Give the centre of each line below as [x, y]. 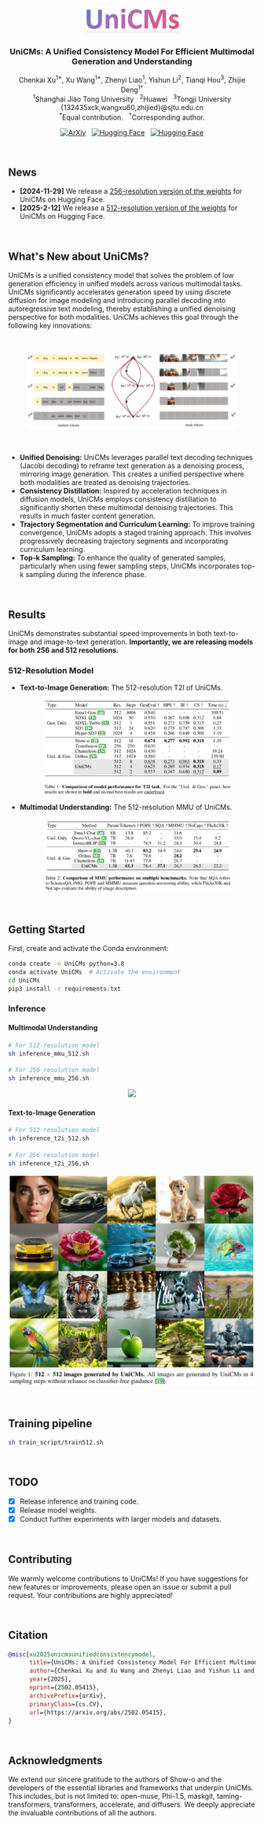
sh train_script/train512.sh [56, 1443]
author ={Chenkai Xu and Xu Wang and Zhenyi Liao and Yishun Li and [142, 1671]
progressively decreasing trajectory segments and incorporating [124, 541]
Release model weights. [58, 1510]
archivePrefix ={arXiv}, [68, 1696]
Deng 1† [132, 89]
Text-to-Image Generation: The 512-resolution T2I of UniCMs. [121, 688]
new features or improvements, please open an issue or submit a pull [120, 1587]
